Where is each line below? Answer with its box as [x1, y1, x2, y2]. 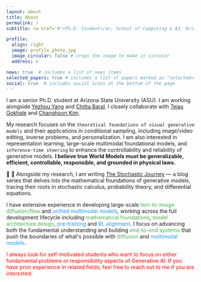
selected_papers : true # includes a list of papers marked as [6, 75, 165, 81]
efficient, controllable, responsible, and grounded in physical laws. [6, 159, 176, 166]
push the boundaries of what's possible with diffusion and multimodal [6, 233, 178, 240]
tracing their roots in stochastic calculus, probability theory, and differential [6, 183, 191, 191]
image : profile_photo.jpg [11, 47, 77, 54]
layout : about [6, 8, 42, 15]
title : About [6, 14, 39, 20]
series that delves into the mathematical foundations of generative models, [6, 177, 191, 184]
